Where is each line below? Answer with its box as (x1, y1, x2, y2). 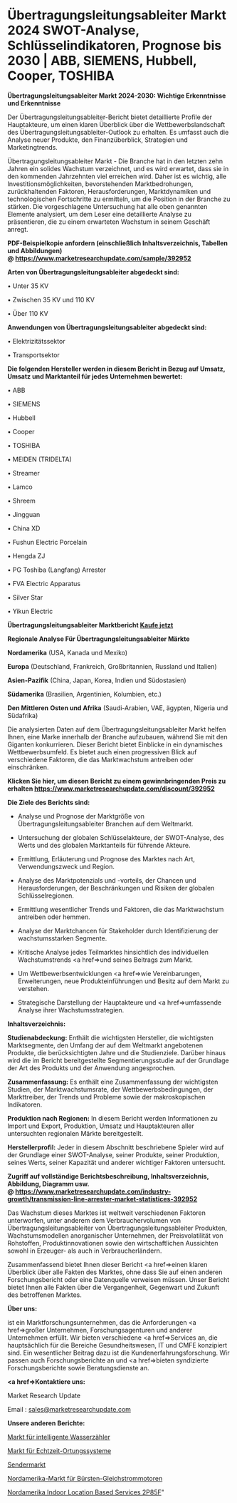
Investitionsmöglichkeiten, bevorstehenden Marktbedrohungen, (7, 179, 194, 188)
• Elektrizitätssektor (7, 337, 65, 345)
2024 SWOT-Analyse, (7, 22, 140, 39)
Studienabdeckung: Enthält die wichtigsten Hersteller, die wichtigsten (7, 1033, 214, 1042)
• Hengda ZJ (7, 551, 46, 560)
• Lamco (7, 482, 33, 491)
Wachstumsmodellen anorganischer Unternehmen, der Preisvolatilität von (7, 1231, 223, 1240)
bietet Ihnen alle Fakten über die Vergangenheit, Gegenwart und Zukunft (7, 1283, 220, 1291)
